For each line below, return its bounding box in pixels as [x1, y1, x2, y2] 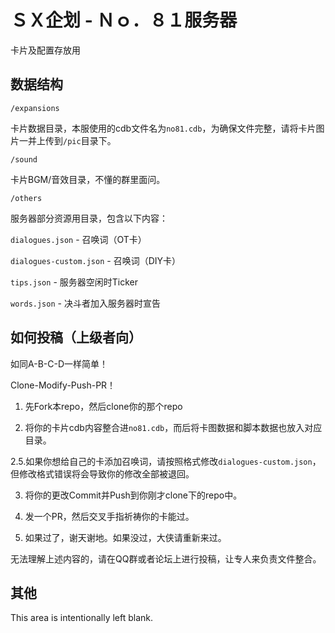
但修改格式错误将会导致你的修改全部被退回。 [10, 467, 195, 480]
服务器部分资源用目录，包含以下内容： [10, 212, 168, 224]
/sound [10, 154, 38, 165]
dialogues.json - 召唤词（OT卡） [10, 233, 147, 245]
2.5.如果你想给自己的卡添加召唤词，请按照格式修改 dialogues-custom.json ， [10, 455, 322, 467]
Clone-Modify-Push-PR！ [10, 379, 117, 391]
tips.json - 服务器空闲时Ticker [10, 276, 138, 288]
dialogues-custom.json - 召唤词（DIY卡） [10, 254, 182, 266]
